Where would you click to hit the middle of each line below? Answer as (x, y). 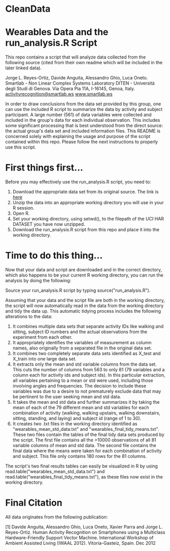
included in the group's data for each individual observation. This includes (83, 120)
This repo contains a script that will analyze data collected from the (76, 57)
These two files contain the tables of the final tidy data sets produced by (89, 434)
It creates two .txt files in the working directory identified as (75, 424)
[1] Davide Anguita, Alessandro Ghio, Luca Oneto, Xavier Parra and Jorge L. (84, 527)
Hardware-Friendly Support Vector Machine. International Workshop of (79, 537)
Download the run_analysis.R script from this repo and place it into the (86, 230)
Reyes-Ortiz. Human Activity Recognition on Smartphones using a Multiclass (85, 532)
